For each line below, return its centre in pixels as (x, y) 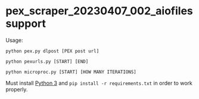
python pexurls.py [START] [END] (47, 61)
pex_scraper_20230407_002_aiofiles (99, 11)
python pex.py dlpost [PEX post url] (52, 51)
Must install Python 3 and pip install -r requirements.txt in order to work (99, 83)
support (26, 24)
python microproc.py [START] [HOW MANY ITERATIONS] (71, 72)
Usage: (14, 40)
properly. (17, 89)
